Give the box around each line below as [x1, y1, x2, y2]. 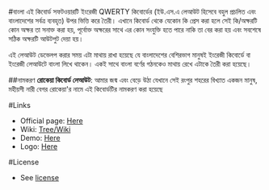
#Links [8, 101, 31, 109]
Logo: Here [19, 142, 58, 151]
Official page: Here [19, 116, 83, 126]
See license [19, 173, 59, 182]
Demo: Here [19, 133, 61, 142]
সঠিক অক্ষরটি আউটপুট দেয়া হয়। [8, 34, 84, 43]
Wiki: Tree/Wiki [19, 125, 71, 134]
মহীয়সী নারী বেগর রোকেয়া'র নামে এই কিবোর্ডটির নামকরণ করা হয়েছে [8, 85, 163, 93]
